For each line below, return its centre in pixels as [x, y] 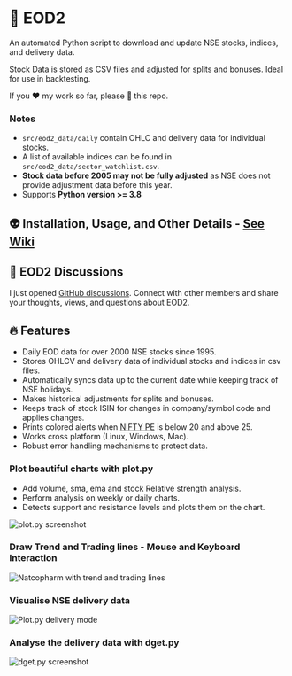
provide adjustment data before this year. [97, 185]
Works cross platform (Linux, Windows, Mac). [105, 437]
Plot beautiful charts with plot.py [81, 469]
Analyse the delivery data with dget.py [94, 643]
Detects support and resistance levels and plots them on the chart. [143, 507]
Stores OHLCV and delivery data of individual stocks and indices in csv [151, 361]
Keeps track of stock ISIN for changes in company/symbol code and [146, 408]
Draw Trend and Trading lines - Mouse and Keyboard [125, 547]
